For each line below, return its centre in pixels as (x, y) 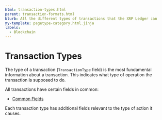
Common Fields (28, 99)
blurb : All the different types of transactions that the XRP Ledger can (81, 18)
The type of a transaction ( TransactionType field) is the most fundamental (78, 69)
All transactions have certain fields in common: (52, 89)
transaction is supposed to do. (35, 80)
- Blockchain (23, 32)
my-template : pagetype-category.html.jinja (50, 23)
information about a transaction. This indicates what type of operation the (79, 75)
